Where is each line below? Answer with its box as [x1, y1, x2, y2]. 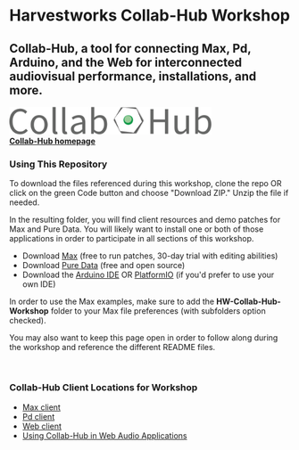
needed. [9, 197, 40, 208]
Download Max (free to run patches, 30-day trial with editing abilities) [21, 250, 278, 261]
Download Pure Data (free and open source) [21, 260, 186, 271]
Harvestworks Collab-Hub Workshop [9, 5, 291, 26]
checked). [9, 315, 46, 326]
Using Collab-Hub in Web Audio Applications [21, 430, 187, 441]
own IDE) [21, 279, 56, 290]
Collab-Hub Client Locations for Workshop [9, 381, 198, 394]
